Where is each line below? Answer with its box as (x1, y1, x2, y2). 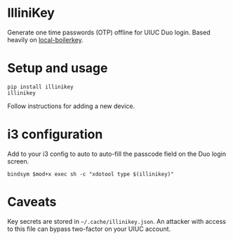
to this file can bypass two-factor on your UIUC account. (7, 225, 171, 233)
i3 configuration (7, 126, 103, 142)
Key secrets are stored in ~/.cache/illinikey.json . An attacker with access (7, 217, 227, 225)
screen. (7, 156, 29, 166)
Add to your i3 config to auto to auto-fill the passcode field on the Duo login (7, 149, 227, 158)
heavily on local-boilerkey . (7, 35, 84, 44)
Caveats (7, 194, 57, 210)
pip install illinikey (7, 83, 74, 91)
